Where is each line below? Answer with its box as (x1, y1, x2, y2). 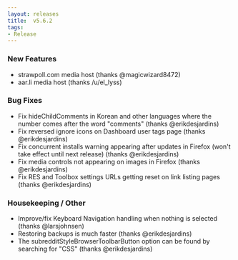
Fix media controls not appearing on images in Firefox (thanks (17, 157, 200, 166)
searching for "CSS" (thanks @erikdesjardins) (17, 244, 153, 254)
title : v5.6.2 (7, 17, 53, 24)
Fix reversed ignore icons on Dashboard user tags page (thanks (17, 126, 206, 136)
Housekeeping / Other (7, 198, 86, 208)
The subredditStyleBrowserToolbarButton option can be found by (17, 237, 210, 246)
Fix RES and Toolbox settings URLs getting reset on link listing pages (17, 172, 220, 181)
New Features (7, 54, 57, 64)
